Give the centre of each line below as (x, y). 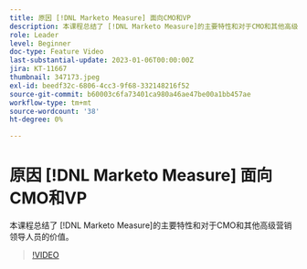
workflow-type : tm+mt (51, 103)
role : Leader (34, 35)
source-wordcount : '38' (55, 111)
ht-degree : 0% (37, 119)
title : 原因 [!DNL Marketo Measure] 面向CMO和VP (101, 18)
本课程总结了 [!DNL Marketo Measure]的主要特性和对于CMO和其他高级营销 (151, 225)
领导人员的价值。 (42, 237)
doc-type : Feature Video (57, 52)
